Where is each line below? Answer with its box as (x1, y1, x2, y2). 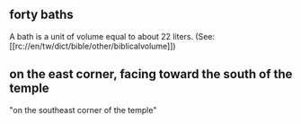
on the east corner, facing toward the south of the (9, 66, 293, 82)
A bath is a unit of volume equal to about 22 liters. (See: (9, 31, 216, 41)
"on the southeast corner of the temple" (9, 104, 157, 115)
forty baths (9, 7, 74, 22)
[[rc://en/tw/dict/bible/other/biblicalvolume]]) (9, 40, 177, 51)
